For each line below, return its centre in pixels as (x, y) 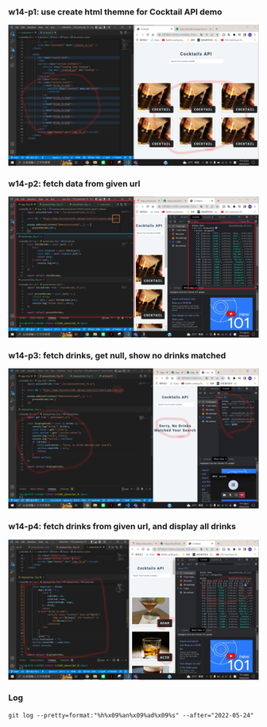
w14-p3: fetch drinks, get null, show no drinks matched (117, 355)
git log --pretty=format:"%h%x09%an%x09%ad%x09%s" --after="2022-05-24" (131, 715)
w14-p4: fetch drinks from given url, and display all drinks (122, 527)
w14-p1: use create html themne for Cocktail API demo (115, 12)
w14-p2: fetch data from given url (74, 184)
